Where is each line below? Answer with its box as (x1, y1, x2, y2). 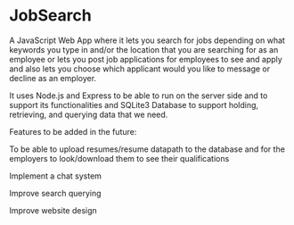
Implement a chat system (9, 171, 102, 181)
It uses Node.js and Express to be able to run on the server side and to (9, 90, 268, 101)
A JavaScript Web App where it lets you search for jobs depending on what (9, 35, 285, 46)
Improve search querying (9, 187, 102, 198)
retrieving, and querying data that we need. (9, 109, 168, 120)
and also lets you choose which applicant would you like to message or (9, 63, 271, 74)
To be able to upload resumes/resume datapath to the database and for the (9, 144, 285, 154)
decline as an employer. (9, 72, 96, 83)
